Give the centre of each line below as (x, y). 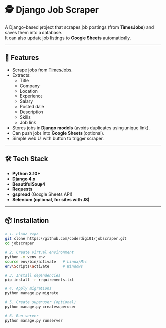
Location (29, 91)
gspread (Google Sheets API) (42, 194)
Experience (31, 96)
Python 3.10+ (26, 173)
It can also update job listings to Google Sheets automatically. (68, 38)
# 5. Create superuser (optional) (41, 302)
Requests (22, 189)
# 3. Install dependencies (33, 275)
